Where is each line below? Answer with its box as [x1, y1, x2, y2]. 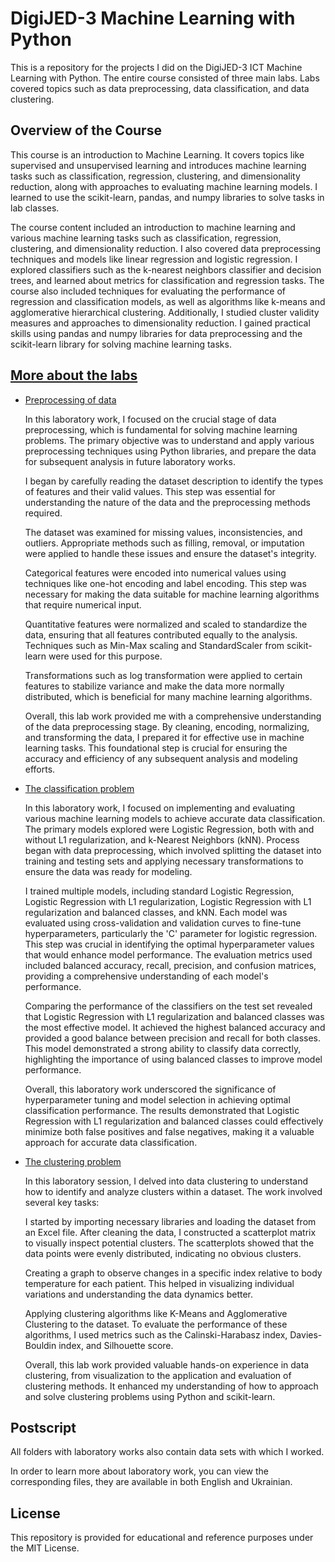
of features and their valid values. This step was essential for [24, 485, 276, 497]
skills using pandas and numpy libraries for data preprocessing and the [10, 327, 303, 339]
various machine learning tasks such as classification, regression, [10, 232, 282, 244]
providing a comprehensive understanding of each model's [24, 970, 269, 982]
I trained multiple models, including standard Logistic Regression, [24, 885, 295, 897]
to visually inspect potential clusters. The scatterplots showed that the [24, 1237, 315, 1249]
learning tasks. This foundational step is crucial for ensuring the [24, 742, 288, 754]
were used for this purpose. [48, 650, 163, 662]
